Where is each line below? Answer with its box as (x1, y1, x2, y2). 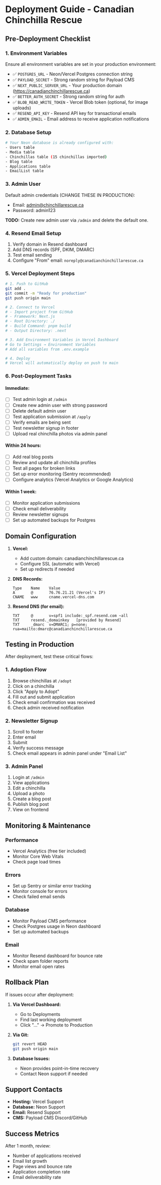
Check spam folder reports (12, 958, 69, 964)
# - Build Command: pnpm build (5, 323, 71, 329)
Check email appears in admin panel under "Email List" (12, 750, 127, 756)
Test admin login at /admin (12, 396, 67, 402)
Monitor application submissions (12, 500, 81, 506)
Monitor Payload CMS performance (12, 918, 87, 924)
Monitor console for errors (12, 888, 68, 894)
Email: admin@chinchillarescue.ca (12, 201, 84, 208)
